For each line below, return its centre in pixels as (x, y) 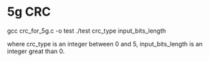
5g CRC (29, 12)
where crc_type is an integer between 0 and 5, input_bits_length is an (105, 44)
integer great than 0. (36, 51)
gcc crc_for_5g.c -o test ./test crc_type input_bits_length (87, 31)
